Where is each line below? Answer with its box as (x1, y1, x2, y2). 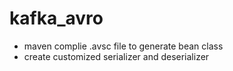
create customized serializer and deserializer (23, 50, 210, 62)
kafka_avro (9, 7, 104, 30)
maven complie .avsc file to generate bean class (23, 40, 224, 52)
